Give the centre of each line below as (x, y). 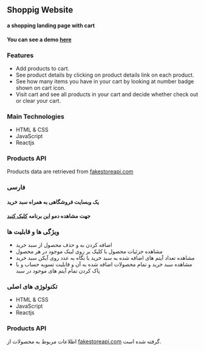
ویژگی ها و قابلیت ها (33, 232)
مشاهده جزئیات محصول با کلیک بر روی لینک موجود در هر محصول (89, 251)
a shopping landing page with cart (51, 25)
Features (20, 55)
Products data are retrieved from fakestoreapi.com (70, 172)
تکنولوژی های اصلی (32, 287)
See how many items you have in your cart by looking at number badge (105, 81)
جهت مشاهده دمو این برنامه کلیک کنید (49, 216)
